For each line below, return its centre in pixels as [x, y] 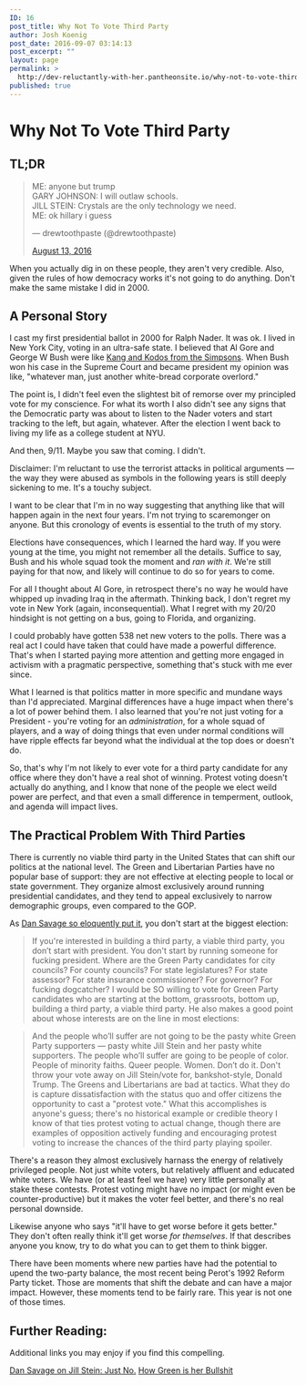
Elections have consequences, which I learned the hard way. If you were [145, 542]
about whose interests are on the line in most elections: [135, 1019]
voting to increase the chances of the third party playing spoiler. [152, 1143]
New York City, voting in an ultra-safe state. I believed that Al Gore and [142, 348]
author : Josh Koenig [49, 35]
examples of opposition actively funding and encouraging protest [154, 1133]
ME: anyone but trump [73, 186]
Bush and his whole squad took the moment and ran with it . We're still [140, 562]
